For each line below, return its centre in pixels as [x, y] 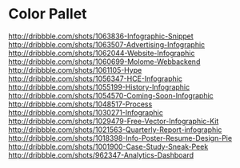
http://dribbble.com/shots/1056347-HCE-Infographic [95, 78]
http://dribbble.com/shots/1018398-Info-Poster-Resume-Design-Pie [120, 138]
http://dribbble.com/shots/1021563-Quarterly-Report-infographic [115, 130]
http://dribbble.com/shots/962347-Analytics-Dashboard [101, 155]
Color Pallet [48, 14]
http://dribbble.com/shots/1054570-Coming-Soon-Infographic [111, 95]
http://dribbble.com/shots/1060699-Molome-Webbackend [104, 62]
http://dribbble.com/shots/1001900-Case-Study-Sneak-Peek [108, 146]
